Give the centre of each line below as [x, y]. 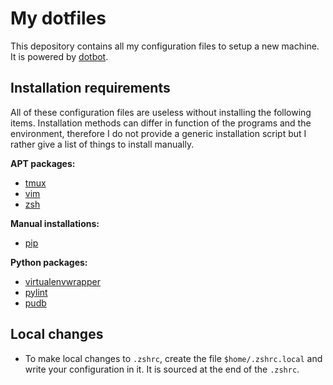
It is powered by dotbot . [59, 56]
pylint [36, 292]
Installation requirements [90, 88]
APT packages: [43, 163]
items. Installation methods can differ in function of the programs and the [161, 123]
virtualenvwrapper [62, 281]
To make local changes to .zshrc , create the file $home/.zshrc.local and [173, 358]
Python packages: [49, 262]
